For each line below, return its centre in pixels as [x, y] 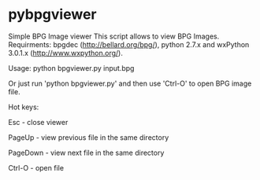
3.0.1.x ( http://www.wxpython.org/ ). [66, 53]
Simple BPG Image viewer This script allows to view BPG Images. [114, 36]
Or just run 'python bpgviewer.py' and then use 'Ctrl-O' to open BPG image [130, 83]
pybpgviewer [52, 15]
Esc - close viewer [38, 122]
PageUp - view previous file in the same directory [89, 137]
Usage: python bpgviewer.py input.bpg [71, 68]
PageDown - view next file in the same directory [86, 152]
